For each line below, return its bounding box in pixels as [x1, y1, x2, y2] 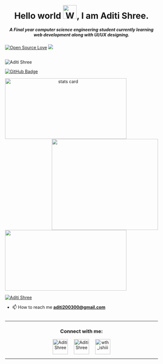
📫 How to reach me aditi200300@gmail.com [12, 304, 106, 310]
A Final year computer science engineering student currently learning [9, 27, 154, 33]
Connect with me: [60, 328, 103, 335]
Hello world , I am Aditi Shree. [14, 10, 149, 21]
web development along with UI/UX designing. [33, 32, 130, 37]
